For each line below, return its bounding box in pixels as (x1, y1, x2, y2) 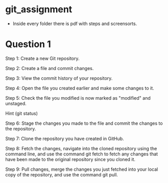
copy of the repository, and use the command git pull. (5, 171, 118, 177)
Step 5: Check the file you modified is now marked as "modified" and (5, 95, 151, 101)
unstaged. (5, 100, 27, 106)
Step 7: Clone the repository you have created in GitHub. (5, 135, 124, 142)
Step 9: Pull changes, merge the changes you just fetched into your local (5, 166, 158, 172)
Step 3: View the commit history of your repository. (5, 75, 113, 81)
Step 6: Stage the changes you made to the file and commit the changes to (5, 120, 163, 126)
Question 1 (5, 38, 51, 50)
